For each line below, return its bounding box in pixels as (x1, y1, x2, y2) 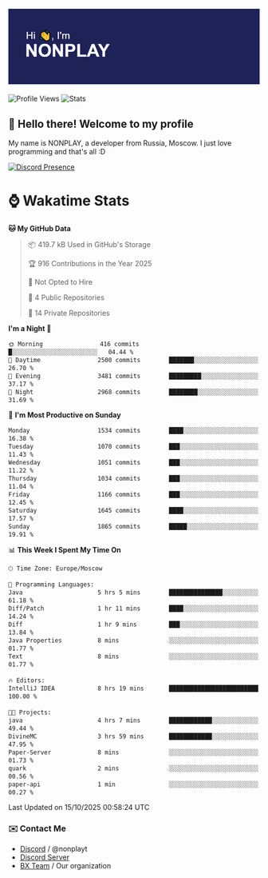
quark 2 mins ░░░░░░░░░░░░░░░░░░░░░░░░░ (8, 764, 259, 772)
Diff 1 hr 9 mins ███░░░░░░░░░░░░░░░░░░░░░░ (8, 621, 259, 629)
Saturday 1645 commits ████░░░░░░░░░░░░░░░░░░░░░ (8, 506, 259, 514)
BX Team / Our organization (19, 861, 112, 871)
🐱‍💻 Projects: (8, 708, 52, 716)
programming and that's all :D (8, 147, 106, 156)
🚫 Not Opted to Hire (27, 277, 93, 286)
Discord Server (19, 852, 70, 862)
